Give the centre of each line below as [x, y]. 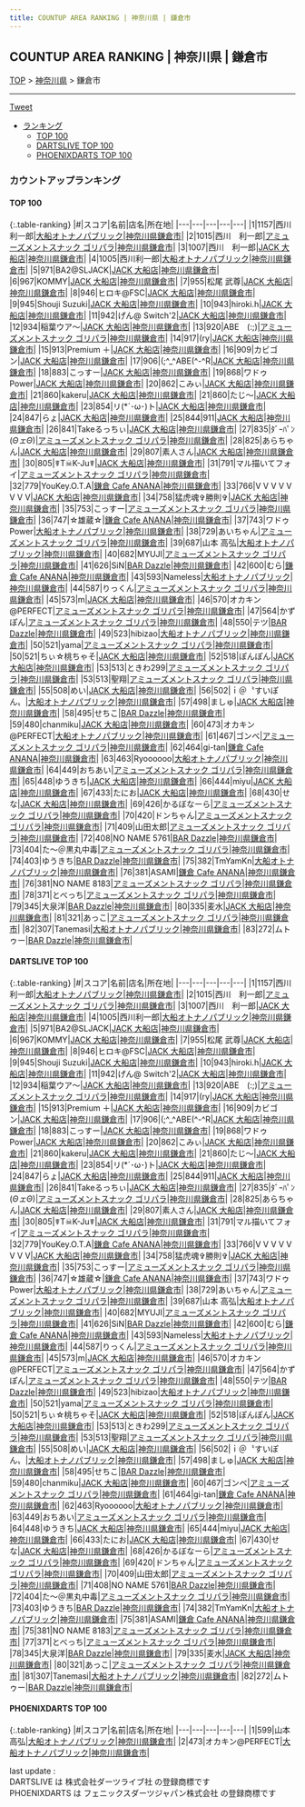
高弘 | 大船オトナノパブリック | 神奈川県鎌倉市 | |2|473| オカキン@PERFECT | [146, 1741]
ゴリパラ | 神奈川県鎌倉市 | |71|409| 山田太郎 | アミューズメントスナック [137, 826]
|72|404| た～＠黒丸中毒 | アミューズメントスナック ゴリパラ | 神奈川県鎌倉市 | [150, 1596]
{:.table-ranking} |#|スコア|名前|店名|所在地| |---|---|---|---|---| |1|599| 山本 [150, 1730]
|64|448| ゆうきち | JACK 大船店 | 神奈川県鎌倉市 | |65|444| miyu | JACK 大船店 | [150, 1528]
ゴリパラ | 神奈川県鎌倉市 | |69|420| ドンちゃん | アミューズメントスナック [160, 1562]
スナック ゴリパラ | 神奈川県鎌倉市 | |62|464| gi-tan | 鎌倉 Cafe [152, 747]
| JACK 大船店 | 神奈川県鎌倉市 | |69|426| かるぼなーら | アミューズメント [147, 804]
